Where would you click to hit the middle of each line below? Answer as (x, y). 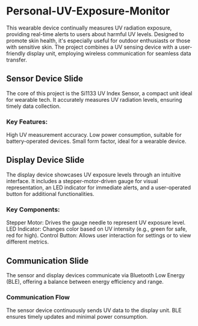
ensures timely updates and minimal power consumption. (77, 317)
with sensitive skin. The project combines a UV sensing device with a (92, 47)
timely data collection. (34, 106)
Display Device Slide (45, 160)
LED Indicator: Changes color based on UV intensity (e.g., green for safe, (97, 229)
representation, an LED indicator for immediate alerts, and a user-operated (99, 187)
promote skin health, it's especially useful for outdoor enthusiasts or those (98, 40)
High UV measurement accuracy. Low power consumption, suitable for (94, 135)
